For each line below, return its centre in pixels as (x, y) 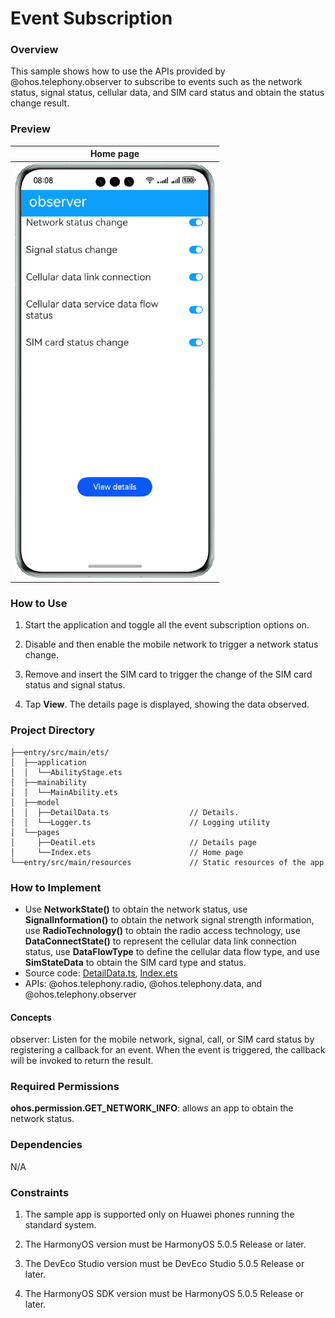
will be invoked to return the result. (82, 1061)
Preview (30, 129)
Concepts (31, 1017)
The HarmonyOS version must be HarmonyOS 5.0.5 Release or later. (165, 1244)
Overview (34, 50)
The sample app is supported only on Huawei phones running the (159, 1214)
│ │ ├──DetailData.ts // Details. (125, 812)
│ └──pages (35, 832)
